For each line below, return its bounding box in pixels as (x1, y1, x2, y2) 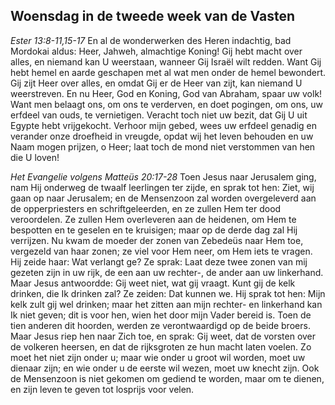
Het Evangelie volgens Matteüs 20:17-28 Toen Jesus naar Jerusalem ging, (10, 170, 317, 183)
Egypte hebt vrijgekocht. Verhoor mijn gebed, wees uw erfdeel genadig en (10, 119, 318, 131)
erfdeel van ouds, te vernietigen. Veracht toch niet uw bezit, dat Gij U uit (10, 109, 308, 121)
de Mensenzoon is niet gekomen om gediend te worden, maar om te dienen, (10, 372, 325, 384)
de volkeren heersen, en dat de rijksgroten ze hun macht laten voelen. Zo (10, 340, 312, 353)
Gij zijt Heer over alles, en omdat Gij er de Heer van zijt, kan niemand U (10, 77, 303, 89)
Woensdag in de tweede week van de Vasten (10, 8, 296, 25)
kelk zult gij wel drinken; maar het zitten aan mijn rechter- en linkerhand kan (10, 298, 323, 310)
